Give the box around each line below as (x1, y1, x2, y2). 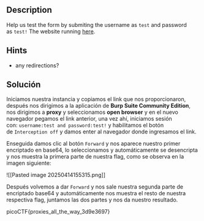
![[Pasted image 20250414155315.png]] (6, 171, 106, 179)
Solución (6, 80, 41, 90)
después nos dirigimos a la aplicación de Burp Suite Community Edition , (6, 102, 191, 110)
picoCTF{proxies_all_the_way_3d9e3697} (6, 208, 110, 215)
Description (6, 5, 52, 15)
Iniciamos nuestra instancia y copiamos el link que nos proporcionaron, (6, 96, 186, 103)
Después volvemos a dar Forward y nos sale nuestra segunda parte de (6, 183, 184, 190)
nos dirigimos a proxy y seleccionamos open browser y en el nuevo (6, 108, 179, 116)
